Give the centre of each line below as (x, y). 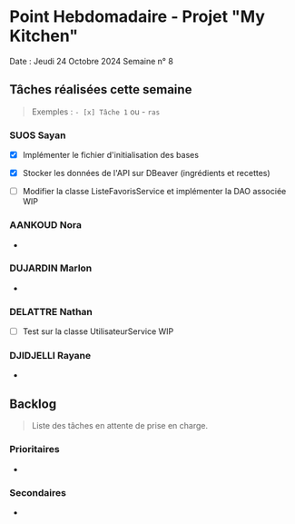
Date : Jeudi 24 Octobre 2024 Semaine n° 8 (92, 61)
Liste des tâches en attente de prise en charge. (120, 426)
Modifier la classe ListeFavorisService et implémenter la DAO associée (154, 192)
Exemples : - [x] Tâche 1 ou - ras (96, 112)
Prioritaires (35, 450)
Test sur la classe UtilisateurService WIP (98, 331)
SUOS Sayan (38, 135)
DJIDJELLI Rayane (50, 356)
